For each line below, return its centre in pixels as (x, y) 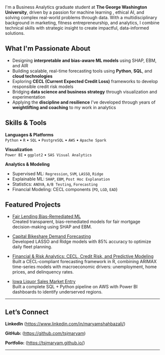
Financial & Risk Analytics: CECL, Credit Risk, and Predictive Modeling (83, 256)
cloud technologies (32, 76)
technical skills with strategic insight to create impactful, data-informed (77, 28)
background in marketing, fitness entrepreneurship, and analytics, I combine (82, 23)
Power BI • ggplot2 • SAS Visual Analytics (49, 155)
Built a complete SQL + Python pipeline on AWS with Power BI (75, 287)
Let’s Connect (27, 312)
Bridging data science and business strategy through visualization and (84, 92)
